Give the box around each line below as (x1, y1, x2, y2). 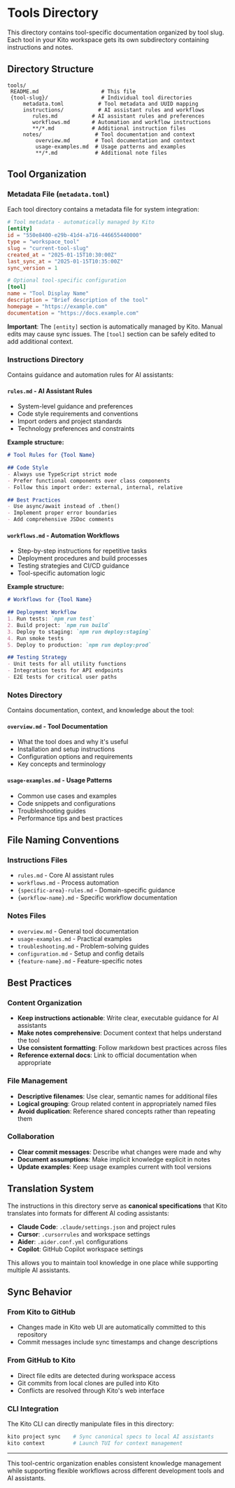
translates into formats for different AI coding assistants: (7, 1208, 170, 1217)
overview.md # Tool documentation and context (35, 137, 196, 144)
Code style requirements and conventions (17, 410, 138, 418)
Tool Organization (7, 168, 87, 180)
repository (17, 1330, 48, 1339)
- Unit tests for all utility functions (7, 661, 127, 668)
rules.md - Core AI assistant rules (17, 871, 114, 880)
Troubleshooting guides (17, 806, 86, 815)
